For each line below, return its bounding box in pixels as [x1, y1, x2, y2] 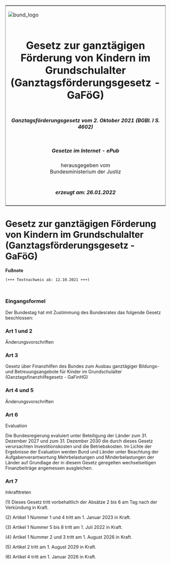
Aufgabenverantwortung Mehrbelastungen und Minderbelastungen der [5, 454, 154, 460]
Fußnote [5, 267, 24, 273]
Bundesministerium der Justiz [50, 168, 121, 175]
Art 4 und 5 [5, 387, 34, 394]
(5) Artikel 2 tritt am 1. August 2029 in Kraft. [5, 544, 97, 550]
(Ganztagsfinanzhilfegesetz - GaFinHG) [5, 374, 88, 380]
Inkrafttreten [5, 489, 32, 495]
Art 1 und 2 [5, 327, 33, 334]
